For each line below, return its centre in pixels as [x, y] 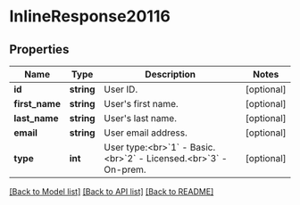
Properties [39, 49]
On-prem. [125, 169]
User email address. [146, 133]
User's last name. [140, 118]
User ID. [121, 89]
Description [171, 74]
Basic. [203, 147]
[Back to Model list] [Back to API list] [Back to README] [112, 192]
